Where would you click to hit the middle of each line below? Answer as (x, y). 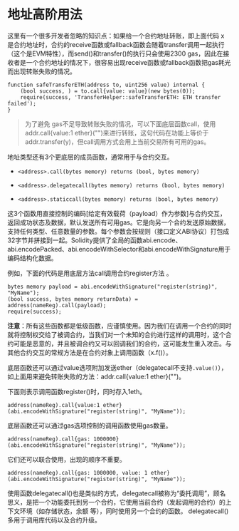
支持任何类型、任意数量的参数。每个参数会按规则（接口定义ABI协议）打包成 (118, 231)
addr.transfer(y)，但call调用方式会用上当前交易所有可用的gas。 (117, 141)
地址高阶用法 (45, 15)
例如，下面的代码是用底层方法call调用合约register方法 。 (90, 273)
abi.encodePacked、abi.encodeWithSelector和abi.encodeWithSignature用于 (119, 249)
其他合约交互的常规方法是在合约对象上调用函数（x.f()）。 (90, 352)
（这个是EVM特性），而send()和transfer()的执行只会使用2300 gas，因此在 (115, 53)
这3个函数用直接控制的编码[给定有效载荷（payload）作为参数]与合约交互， (117, 213)
